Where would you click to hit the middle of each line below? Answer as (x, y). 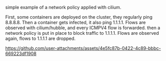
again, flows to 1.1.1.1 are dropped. (40, 38)
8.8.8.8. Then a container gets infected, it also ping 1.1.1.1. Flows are (76, 22)
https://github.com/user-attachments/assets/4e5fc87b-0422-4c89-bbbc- (83, 48)
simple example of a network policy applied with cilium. (63, 7)
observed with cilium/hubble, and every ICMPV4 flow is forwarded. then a (83, 28)
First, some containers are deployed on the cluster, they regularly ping (79, 17)
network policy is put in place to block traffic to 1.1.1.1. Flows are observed (82, 33)
